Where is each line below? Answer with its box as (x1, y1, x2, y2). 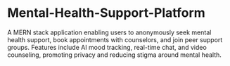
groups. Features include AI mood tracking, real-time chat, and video (7, 43, 207, 51)
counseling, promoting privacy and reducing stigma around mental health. (7, 51, 222, 59)
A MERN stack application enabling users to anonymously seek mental (7, 28, 212, 37)
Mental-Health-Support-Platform (7, 5, 205, 21)
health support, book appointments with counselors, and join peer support (7, 35, 223, 44)
